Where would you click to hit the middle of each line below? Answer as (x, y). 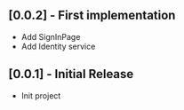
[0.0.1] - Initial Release (71, 74)
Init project (41, 95)
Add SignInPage (51, 36)
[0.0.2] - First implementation (92, 16)
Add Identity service (58, 46)
